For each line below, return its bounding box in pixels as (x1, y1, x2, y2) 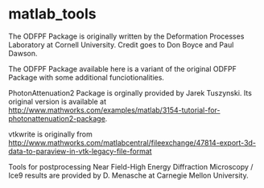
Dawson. (8, 48, 38, 58)
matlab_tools (8, 5, 97, 23)
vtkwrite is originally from (8, 129, 93, 139)
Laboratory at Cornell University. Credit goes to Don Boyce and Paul (8, 39, 234, 49)
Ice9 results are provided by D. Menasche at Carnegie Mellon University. (8, 170, 249, 180)
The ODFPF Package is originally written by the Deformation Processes (8, 31, 245, 41)
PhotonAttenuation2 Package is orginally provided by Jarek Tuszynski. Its (8, 88, 252, 97)
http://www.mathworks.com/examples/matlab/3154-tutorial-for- (8, 105, 221, 115)
